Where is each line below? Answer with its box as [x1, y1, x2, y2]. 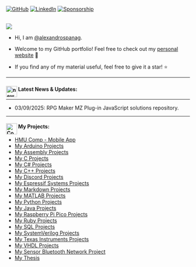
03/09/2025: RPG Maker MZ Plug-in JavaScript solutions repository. [14, 104, 179, 111]
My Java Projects [14, 204, 57, 211]
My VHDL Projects [14, 242, 60, 249]
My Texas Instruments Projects [14, 235, 89, 242]
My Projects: [18, 123, 50, 130]
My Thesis [14, 254, 40, 261]
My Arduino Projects [14, 142, 64, 149]
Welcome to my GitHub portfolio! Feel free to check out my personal [14, 46, 178, 52]
